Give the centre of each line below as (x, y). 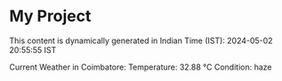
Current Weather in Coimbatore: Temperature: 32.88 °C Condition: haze (141, 67)
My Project (50, 16)
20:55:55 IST (33, 49)
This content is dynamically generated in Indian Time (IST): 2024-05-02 (141, 40)
